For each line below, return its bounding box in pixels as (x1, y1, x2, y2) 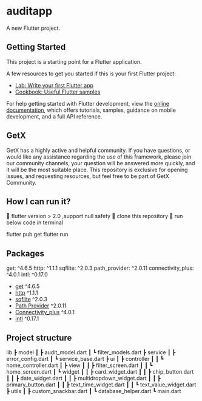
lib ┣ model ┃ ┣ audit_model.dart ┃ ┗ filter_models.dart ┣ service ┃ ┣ (6, 349, 176, 356)
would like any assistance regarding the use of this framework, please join (6, 153, 192, 160)
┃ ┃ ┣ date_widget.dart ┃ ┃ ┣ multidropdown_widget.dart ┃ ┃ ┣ (6, 375, 161, 382)
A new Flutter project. (6, 24, 61, 32)
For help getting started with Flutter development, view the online (6, 100, 170, 107)
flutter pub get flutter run (6, 231, 69, 238)
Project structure (6, 332, 72, 343)
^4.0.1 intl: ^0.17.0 (6, 271, 49, 278)
